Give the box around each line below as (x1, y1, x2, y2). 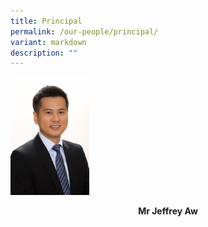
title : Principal (10, 16, 83, 26)
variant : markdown (10, 37, 87, 47)
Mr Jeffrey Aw (138, 205, 198, 217)
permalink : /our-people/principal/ (10, 26, 159, 37)
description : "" (10, 48, 78, 58)
